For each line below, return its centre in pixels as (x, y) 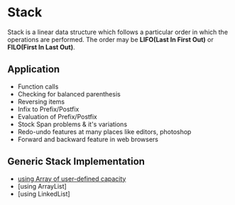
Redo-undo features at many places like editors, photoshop (104, 131)
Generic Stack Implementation (76, 161)
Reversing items (41, 101)
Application (34, 69)
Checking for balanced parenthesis (69, 94)
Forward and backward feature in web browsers (88, 139)
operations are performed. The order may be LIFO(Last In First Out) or (111, 39)
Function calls (38, 87)
